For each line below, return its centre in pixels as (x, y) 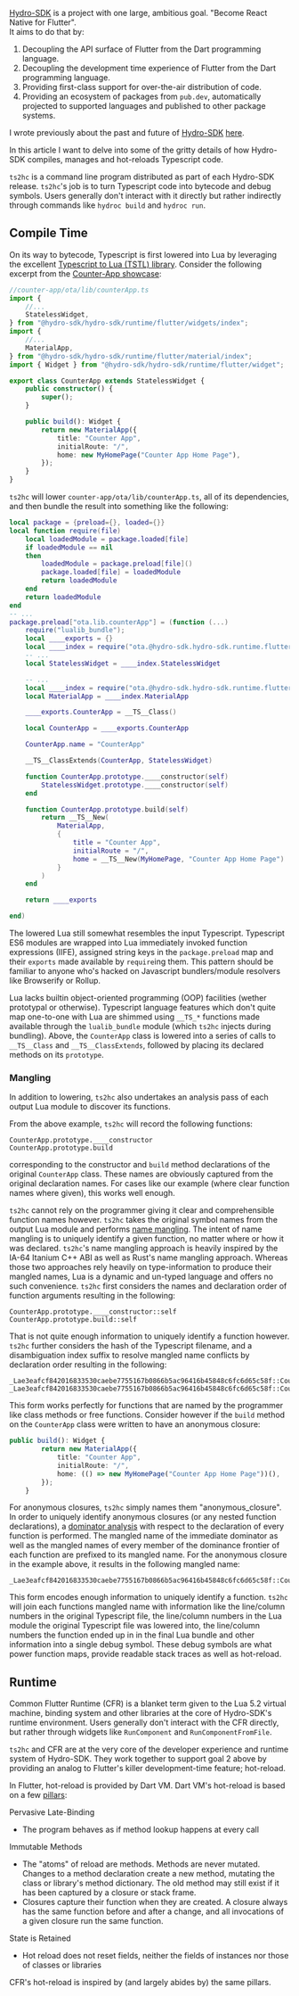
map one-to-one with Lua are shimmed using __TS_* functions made (135, 1017)
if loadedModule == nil (69, 548)
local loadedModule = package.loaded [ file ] (107, 539)
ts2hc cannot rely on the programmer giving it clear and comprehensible (142, 1210)
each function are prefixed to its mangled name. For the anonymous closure (148, 1555)
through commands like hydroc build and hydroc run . (108, 205)
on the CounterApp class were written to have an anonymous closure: (135, 1424)
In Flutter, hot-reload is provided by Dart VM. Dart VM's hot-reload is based (147, 1786)
